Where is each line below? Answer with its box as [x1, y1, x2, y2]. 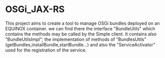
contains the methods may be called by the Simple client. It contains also [5, 31, 157, 37]
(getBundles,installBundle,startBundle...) [5, 41, 89, 47]
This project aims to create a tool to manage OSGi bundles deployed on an [5, 20, 160, 26]
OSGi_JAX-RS [5, 4, 65, 15]
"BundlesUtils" [116, 36, 146, 42]
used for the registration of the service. [5, 47, 87, 53]
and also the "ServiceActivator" [90, 41, 155, 47]
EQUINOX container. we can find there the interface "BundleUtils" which [5, 25, 155, 31]
